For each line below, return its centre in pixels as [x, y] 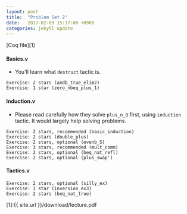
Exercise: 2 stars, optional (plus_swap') [60, 158]
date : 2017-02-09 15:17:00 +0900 [50, 23]
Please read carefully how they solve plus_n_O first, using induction [98, 114]
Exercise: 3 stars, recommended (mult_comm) [62, 147]
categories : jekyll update [40, 28]
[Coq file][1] [21, 45]
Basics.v [17, 59]
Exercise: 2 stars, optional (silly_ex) [57, 183]
